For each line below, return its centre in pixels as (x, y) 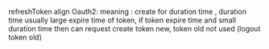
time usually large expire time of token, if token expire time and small (122, 20)
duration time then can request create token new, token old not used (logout (134, 29)
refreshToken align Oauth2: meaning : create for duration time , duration (128, 12)
